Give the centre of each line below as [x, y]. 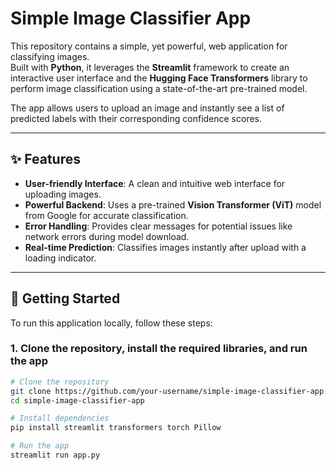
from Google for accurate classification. [106, 215]
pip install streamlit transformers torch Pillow [116, 428]
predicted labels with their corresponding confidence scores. [136, 118]
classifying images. [50, 56]
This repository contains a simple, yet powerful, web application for [149, 46]
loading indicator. [60, 258]
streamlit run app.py [55, 455]
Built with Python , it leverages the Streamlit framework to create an [150, 67]
